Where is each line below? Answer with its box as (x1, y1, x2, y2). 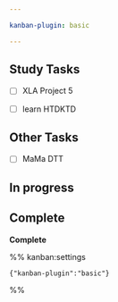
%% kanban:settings (9, 251, 87, 262)
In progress (9, 180, 74, 195)
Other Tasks (9, 130, 79, 145)
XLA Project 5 (21, 86, 73, 96)
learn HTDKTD (21, 104, 77, 114)
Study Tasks (9, 62, 80, 77)
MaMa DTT (21, 154, 64, 164)
